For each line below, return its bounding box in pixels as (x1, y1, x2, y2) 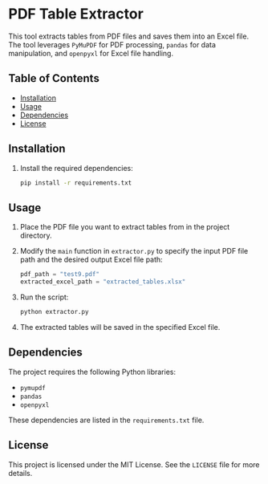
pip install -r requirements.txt (19, 178, 132, 187)
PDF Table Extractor (8, 5, 144, 23)
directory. (19, 230, 52, 241)
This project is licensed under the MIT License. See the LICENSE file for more (8, 459, 260, 470)
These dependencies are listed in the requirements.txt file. (8, 415, 205, 425)
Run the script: (19, 292, 69, 302)
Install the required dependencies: (19, 163, 134, 173)
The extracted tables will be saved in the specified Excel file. (19, 322, 221, 331)
